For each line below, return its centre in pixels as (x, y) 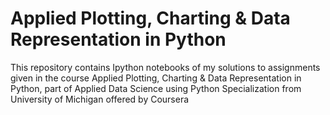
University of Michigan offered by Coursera (100, 99)
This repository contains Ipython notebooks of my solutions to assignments (165, 67)
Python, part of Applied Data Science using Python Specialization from (156, 88)
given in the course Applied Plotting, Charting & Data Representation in (156, 78)
